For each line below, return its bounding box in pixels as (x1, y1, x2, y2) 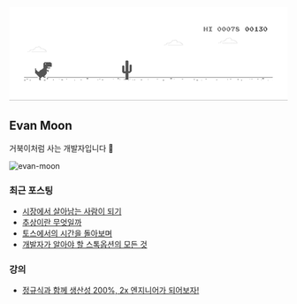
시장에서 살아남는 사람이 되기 (21, 206, 122, 217)
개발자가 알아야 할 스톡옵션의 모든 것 (21, 239, 148, 249)
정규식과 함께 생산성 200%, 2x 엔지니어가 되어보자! (21, 285, 200, 296)
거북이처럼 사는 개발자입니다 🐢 (9, 142, 114, 153)
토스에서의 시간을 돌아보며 (21, 228, 113, 239)
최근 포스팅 (9, 184, 54, 196)
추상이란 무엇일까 (21, 217, 82, 227)
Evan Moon (9, 118, 72, 133)
